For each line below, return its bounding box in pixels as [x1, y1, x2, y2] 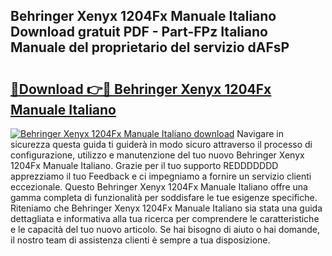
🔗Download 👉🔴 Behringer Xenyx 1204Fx [10, 80, 272, 98]
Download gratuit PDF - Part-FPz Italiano [10, 24, 268, 41]
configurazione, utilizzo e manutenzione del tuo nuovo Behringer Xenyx [10, 149, 305, 161]
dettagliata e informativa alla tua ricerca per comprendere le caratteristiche [10, 213, 320, 224]
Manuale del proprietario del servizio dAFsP [10, 39, 290, 56]
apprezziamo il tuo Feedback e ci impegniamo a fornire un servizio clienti [10, 170, 312, 182]
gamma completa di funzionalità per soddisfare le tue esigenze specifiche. [10, 192, 318, 203]
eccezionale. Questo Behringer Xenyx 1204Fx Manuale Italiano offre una [10, 181, 308, 193]
